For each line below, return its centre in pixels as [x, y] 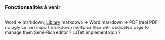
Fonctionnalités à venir [33, 7]
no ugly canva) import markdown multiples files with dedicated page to [77, 27]
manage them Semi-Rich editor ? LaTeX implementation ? [63, 32]
